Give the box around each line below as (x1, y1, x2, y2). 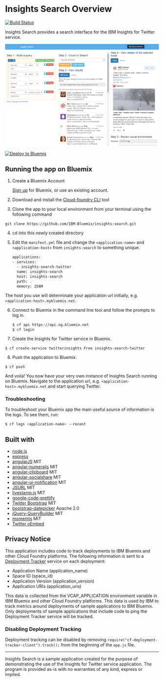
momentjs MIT (12, 516, 41, 522)
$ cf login (12, 327, 35, 332)
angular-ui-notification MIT (12, 479, 67, 485)
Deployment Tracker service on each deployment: (5, 558, 106, 564)
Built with (5, 435, 35, 443)
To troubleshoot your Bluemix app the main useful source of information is (5, 406, 155, 413)
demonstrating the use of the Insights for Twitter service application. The (5, 661, 152, 667)
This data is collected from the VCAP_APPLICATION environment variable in (5, 593, 158, 599)
